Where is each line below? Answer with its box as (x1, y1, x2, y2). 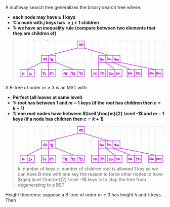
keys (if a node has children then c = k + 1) (12, 116, 104, 122)
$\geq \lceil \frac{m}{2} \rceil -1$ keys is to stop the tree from (17, 176, 146, 182)
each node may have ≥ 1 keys (12, 14, 76, 20)
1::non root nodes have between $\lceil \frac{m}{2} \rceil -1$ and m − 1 (12, 110, 164, 116)
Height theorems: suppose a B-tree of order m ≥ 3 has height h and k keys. (5, 191, 162, 197)
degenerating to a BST (17, 182, 65, 188)
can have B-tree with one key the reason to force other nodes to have (17, 171, 163, 177)
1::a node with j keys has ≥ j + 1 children (12, 20, 100, 25)
